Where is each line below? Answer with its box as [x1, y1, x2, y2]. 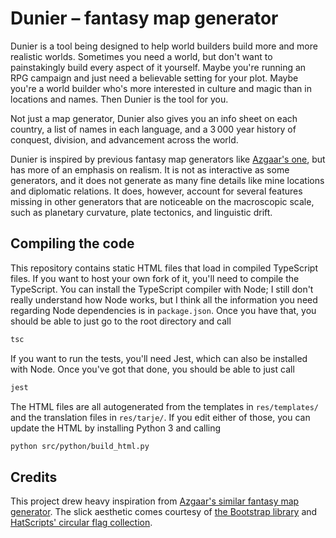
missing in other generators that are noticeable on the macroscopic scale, [10, 195, 315, 207]
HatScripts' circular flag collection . [10, 517, 153, 529]
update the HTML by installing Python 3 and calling [10, 422, 222, 434]
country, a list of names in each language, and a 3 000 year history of [10, 123, 297, 135]
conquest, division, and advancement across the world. [10, 133, 239, 146]
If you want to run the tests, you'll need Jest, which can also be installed [10, 352, 308, 364]
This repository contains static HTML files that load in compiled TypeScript [10, 262, 318, 274]
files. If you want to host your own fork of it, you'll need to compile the [10, 272, 300, 284]
